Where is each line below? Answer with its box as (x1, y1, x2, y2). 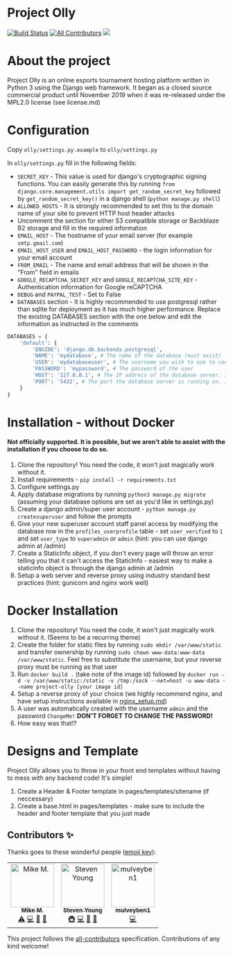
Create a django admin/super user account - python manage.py (17, 504, 196, 513)
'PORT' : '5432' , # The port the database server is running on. (32, 378, 222, 385)
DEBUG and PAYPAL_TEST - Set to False (17, 290, 121, 298)
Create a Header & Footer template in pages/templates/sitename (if (17, 787, 209, 795)
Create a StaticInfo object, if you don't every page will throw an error (17, 549, 214, 557)
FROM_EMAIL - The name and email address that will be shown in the (17, 260, 209, 268)
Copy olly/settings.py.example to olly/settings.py (7, 145, 157, 153)
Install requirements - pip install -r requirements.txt (17, 475, 177, 484)
